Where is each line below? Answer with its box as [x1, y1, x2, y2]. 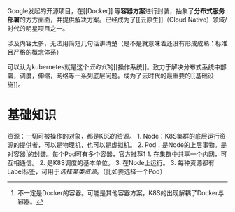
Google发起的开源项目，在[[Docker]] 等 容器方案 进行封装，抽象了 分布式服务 [7, 7, 225, 15]
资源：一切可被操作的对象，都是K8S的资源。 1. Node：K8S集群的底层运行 [7, 132, 220, 140]
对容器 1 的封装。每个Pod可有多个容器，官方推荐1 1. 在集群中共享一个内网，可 [7, 148, 227, 158]
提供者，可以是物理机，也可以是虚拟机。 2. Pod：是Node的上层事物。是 [19, 140, 227, 149]
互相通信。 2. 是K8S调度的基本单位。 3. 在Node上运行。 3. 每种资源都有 [7, 158, 215, 167]
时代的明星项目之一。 [7, 24, 69, 32]
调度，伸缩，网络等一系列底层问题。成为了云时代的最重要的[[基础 [19, 71, 208, 80]
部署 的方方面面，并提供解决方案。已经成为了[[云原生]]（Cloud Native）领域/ [7, 15, 227, 24]
